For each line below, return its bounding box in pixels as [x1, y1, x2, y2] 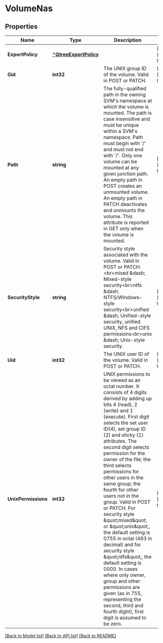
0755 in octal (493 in [103, 535, 152, 542]
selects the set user [103, 419, 148, 426]
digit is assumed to [103, 614, 147, 621]
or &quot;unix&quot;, [103, 523, 150, 530]
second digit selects [103, 444, 149, 451]
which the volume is [103, 103, 149, 110]
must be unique [103, 122, 139, 128]
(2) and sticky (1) [103, 432, 144, 438]
